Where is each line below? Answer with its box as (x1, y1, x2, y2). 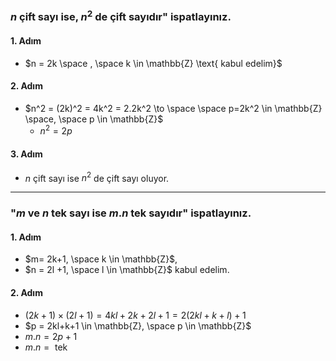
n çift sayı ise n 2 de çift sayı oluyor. (24, 170, 170, 184)
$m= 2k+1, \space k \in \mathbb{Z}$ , (24, 253, 178, 265)
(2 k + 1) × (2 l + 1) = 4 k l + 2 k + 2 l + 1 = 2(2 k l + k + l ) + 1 (24, 309, 247, 321)
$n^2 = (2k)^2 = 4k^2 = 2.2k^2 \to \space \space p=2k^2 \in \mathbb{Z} (24, 102, 323, 114)
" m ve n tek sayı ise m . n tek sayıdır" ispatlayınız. (10, 206, 252, 220)
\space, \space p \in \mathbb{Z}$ (24, 113, 164, 125)
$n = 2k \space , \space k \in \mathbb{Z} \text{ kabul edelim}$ (24, 57, 283, 69)
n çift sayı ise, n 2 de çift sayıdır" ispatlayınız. (10, 8, 232, 24)
